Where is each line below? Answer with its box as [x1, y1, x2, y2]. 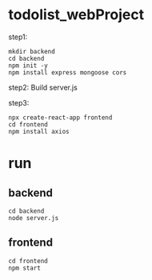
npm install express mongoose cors [8, 68, 127, 77]
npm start [8, 264, 42, 272]
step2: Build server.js [8, 82, 78, 92]
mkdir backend [8, 47, 56, 55]
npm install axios [8, 127, 70, 135]
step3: [8, 98, 30, 107]
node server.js [8, 214, 59, 222]
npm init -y [8, 62, 48, 70]
